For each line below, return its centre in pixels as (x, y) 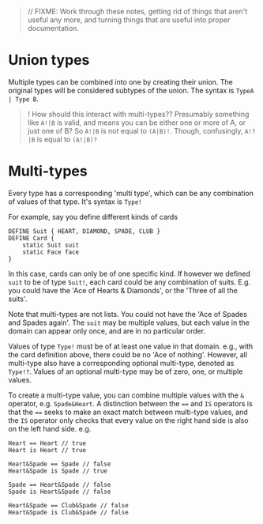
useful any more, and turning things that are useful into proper (129, 20)
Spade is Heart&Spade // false (60, 492)
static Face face (51, 252)
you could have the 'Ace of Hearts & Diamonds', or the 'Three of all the (123, 290)
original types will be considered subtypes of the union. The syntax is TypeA (131, 90)
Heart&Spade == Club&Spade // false (68, 505)
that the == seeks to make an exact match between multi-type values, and (128, 412)
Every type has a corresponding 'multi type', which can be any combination (131, 193)
